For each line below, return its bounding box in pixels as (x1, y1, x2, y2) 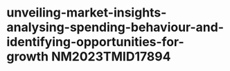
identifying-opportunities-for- (6, 34, 184, 50)
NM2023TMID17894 (51, 49, 171, 65)
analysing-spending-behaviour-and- (6, 19, 224, 35)
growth (6, 49, 49, 65)
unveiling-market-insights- (6, 5, 167, 21)
